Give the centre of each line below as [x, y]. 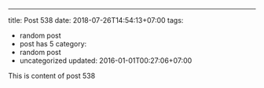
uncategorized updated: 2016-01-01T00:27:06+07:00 [106, 60]
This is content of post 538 [52, 76]
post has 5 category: [53, 44]
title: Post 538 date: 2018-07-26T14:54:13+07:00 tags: [96, 20]
